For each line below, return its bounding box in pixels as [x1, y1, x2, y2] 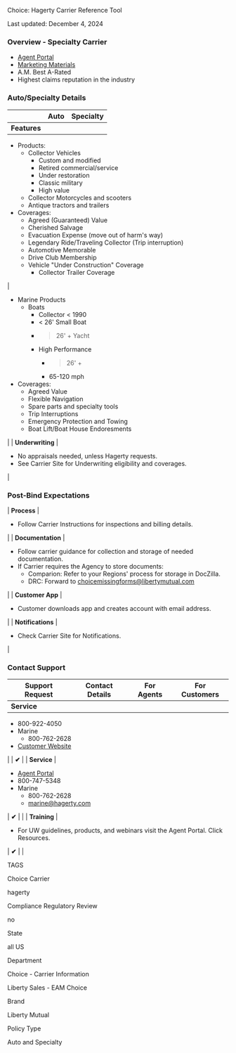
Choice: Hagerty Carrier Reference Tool [7, 6, 122, 14]
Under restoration [38, 171, 90, 179]
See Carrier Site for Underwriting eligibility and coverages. [17, 459, 188, 467]
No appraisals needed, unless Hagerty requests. [17, 451, 158, 460]
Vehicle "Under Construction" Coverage [27, 260, 144, 269]
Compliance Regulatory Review [7, 902, 98, 910]
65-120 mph [48, 372, 84, 380]
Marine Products [17, 295, 66, 304]
